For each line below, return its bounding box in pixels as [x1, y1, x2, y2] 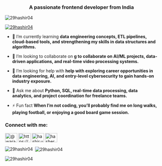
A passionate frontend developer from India [29, 4, 134, 11]
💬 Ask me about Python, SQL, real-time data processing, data [12, 88, 138, 94]
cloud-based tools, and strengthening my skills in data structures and [12, 39, 156, 45]
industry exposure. [12, 78, 52, 84]
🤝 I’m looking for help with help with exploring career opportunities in [12, 68, 153, 74]
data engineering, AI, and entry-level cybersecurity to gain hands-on [12, 73, 154, 79]
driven [12, 59, 26, 65]
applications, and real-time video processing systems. [26, 59, 139, 65]
